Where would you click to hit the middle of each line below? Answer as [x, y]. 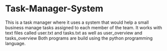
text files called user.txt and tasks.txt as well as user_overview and [74, 33]
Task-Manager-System [54, 9]
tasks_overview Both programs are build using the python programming [79, 38]
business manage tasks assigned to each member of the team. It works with [84, 27]
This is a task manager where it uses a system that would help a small [77, 22]
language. [15, 43]
